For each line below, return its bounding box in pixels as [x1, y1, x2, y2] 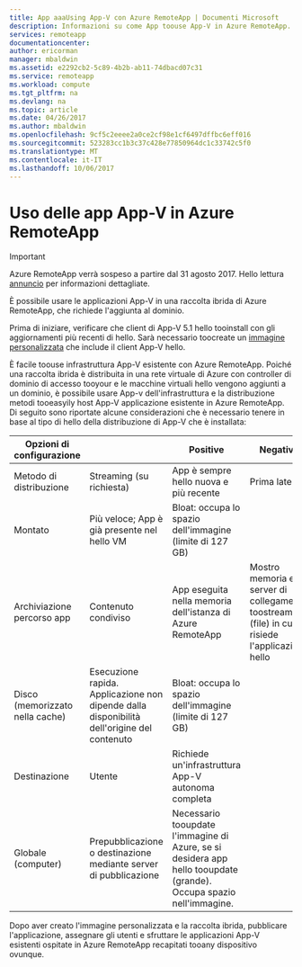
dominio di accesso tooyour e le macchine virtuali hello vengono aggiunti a [9, 379, 286, 389]
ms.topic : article [9, 105, 78, 114]
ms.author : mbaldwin [9, 122, 87, 131]
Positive [188, 443, 225, 456]
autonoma [172, 782, 215, 794]
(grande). [172, 874, 212, 887]
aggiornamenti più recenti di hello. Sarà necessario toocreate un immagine [9, 332, 286, 343]
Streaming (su [89, 470, 149, 482]
